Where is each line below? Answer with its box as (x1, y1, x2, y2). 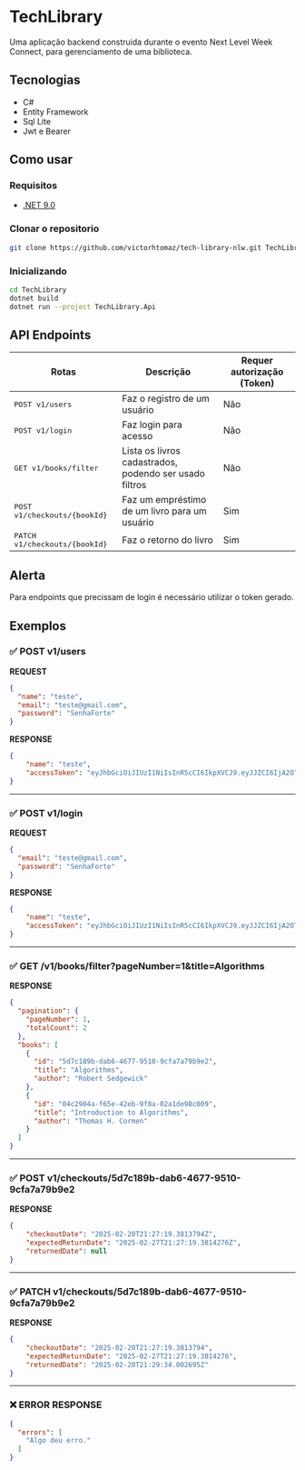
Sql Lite (22, 115, 52, 126)
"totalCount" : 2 (25, 1023, 88, 1033)
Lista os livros (122, 445, 182, 457)
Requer (241, 355, 274, 367)
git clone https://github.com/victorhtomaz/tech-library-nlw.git (9, 243, 261, 252)
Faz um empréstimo (122, 494, 207, 506)
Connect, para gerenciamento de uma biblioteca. (9, 45, 192, 56)
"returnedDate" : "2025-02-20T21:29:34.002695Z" (25, 1360, 209, 1369)
